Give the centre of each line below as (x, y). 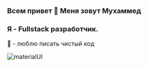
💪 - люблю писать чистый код (51, 44)
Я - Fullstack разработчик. (53, 28)
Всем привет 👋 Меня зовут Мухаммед (74, 11)
